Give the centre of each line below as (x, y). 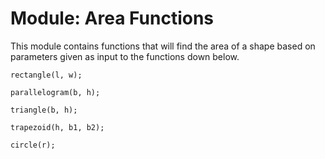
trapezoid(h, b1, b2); (57, 127)
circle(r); (33, 145)
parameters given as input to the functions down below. (125, 56)
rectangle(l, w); (46, 75)
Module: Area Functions (112, 18)
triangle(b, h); (44, 110)
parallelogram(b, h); (55, 92)
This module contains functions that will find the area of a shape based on (163, 46)
